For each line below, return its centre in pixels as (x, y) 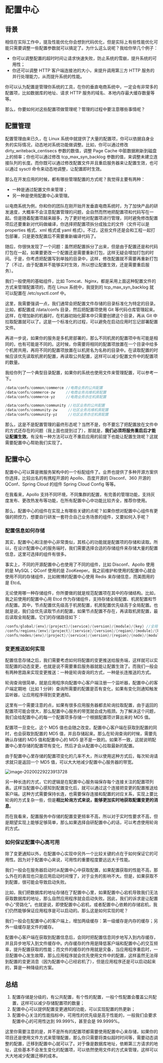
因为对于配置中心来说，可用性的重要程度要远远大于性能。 (75, 860)
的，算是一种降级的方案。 (31, 967)
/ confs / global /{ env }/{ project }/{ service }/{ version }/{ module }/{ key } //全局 (81, 627)
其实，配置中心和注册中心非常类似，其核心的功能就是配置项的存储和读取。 (79, 542)
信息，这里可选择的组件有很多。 (37, 554)
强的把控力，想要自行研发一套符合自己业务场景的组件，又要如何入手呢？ (77, 516)
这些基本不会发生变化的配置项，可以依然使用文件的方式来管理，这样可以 (86, 1050)
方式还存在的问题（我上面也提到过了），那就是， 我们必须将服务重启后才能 (82, 431)
